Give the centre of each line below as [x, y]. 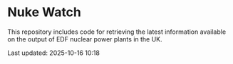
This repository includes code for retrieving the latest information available [117, 32]
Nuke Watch [45, 12]
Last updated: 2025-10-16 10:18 [53, 53]
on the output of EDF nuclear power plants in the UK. [85, 39]
